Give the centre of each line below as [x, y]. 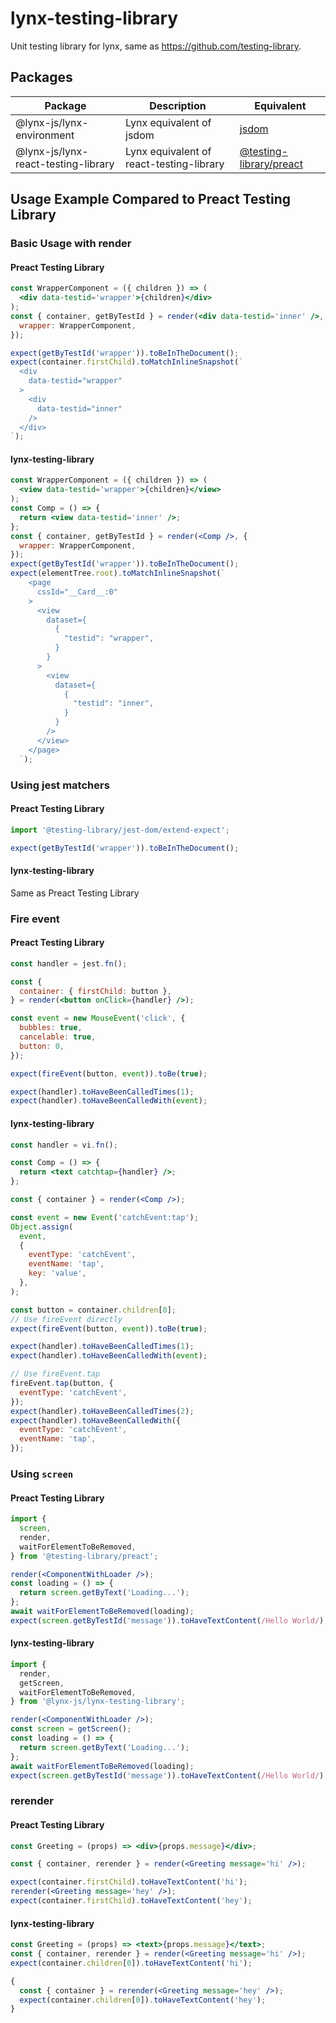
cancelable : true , [58, 1037]
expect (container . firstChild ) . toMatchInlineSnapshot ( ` [127, 362]
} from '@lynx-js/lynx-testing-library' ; [98, 1702]
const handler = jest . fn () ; [69, 963]
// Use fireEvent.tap [55, 1374]
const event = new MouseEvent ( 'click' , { [98, 1018]
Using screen [42, 1474]
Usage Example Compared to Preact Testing [150, 199]
